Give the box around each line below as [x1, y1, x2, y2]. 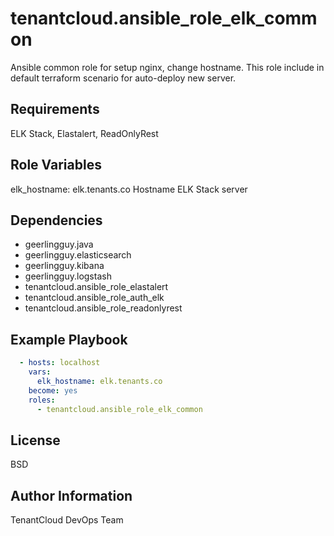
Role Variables [10, 157, 102, 174]
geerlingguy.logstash [24, 270, 112, 282]
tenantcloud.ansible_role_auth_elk [24, 292, 165, 304]
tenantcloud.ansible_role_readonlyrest [24, 302, 183, 314]
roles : [28, 395, 56, 405]
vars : [28, 367, 52, 377]
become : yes [28, 385, 78, 396]
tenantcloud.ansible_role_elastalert [24, 281, 169, 293]
